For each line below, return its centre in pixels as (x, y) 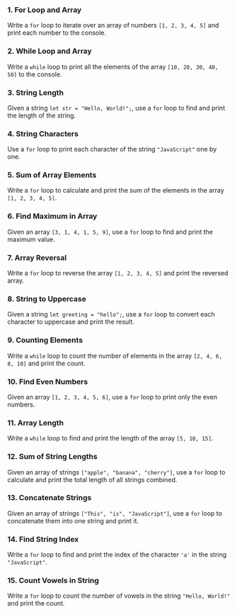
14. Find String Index (43, 539)
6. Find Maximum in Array (52, 216)
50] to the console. (35, 74)
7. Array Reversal (37, 258)
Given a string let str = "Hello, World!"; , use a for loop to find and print (116, 108)
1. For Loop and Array (45, 10)
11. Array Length (36, 423)
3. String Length (36, 92)
